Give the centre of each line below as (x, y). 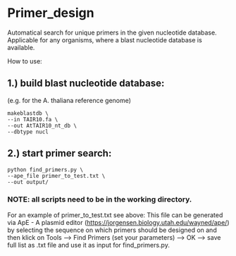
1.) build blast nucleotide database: (86, 84)
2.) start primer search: (60, 153)
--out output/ (28, 182)
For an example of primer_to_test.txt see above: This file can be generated (115, 215)
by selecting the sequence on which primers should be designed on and (112, 230)
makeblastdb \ (28, 113)
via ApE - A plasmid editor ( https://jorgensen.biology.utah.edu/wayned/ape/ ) (118, 222)
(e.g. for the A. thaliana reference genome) (69, 100)
